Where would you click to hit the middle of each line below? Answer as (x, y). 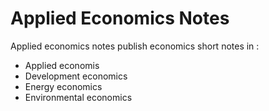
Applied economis (62, 65)
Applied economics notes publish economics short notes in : (135, 46)
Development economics (76, 76)
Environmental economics (78, 97)
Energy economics (63, 86)
